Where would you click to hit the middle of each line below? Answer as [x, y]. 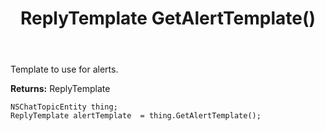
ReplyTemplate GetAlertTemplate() [168, 18]
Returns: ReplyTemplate [60, 89]
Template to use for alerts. [64, 69]
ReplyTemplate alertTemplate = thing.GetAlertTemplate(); [136, 116]
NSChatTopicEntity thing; [64, 107]
